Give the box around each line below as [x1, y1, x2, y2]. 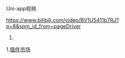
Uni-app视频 [6, 5, 37, 12]
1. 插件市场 [6, 46, 31, 53]
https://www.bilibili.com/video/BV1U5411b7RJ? [6, 17, 119, 23]
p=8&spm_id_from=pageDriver [6, 23, 81, 30]
